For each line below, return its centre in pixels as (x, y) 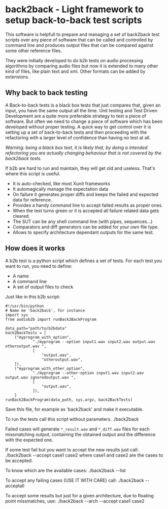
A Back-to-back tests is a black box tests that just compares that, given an (83, 105)
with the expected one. (29, 440)
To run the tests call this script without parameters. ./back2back (72, 419)
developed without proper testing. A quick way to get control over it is (78, 126)
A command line (30, 281)
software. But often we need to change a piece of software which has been (84, 121)
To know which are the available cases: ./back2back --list (65, 470)
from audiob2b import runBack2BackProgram (51, 319)
